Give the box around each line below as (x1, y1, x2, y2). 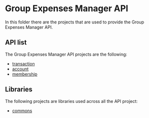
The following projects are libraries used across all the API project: (5, 98, 138, 104)
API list (5, 39, 27, 47)
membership (12, 71, 38, 77)
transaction (12, 60, 35, 66)
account (12, 66, 29, 72)
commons (12, 108, 33, 114)
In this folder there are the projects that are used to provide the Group (5, 19, 145, 25)
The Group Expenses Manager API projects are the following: (5, 51, 128, 57)
